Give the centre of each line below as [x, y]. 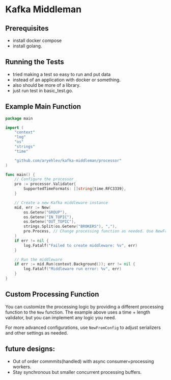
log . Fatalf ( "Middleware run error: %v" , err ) [73, 269]
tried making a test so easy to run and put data [62, 74]
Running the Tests [35, 62]
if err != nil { [32, 241]
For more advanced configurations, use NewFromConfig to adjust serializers [83, 327]
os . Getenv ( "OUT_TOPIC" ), [50, 222]
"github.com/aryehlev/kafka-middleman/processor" [68, 160]
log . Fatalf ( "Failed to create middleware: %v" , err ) [81, 245]
